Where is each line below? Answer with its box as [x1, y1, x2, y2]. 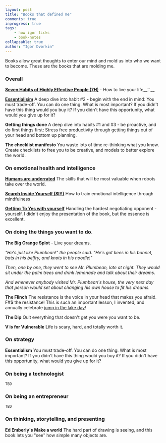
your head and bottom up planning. [5, 132, 77, 138]
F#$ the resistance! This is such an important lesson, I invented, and [5, 299, 145, 305]
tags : [5, 26, 16, 31]
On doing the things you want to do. [5, 228, 93, 235]
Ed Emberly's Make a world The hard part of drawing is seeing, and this [5, 427, 153, 433]
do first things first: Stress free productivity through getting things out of [5, 127, 153, 133]
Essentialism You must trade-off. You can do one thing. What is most [5, 347, 147, 353]
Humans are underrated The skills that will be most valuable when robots [5, 176, 156, 182]
